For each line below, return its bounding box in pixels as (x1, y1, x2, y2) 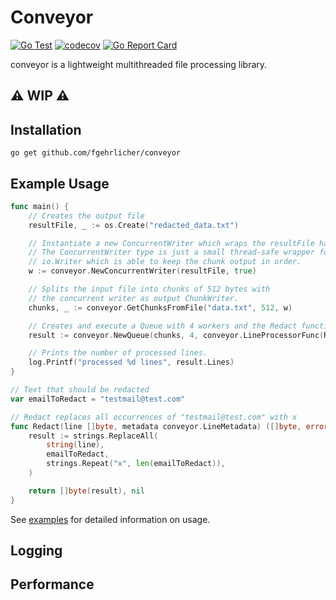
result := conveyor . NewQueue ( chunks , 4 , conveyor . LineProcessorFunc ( (28, 330, 325, 340)
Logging (10, 542, 63, 560)
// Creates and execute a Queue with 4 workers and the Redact (28, 321, 298, 331)
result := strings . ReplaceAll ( (28, 431, 159, 441)
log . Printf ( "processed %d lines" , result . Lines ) (28, 357, 235, 368)
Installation (10, 121, 82, 138)
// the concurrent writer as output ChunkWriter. (28, 293, 240, 303)
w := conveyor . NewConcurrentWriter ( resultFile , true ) (28, 266, 257, 276)
